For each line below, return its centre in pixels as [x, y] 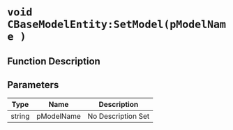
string [20, 116]
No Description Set [119, 116]
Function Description [54, 61]
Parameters [33, 85]
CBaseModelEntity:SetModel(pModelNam [117, 25]
